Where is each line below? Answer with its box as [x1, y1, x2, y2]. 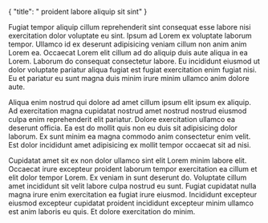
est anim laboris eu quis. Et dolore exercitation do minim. [8, 207, 196, 216]
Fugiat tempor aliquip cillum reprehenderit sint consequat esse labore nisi [8, 22, 251, 31]
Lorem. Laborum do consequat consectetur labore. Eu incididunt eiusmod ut [8, 56, 261, 66]
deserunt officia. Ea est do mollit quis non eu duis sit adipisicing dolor [8, 124, 238, 132]
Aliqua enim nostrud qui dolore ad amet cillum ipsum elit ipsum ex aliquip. [8, 98, 251, 107]
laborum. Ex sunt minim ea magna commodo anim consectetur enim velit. [8, 132, 251, 141]
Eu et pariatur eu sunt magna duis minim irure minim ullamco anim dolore [8, 74, 250, 83]
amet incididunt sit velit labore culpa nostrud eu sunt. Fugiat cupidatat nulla [8, 181, 257, 191]
